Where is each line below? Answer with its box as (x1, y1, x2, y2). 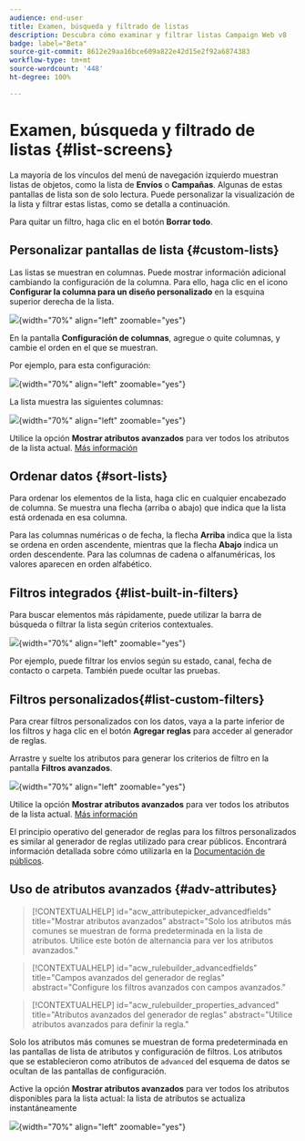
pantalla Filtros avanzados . (9, 762, 113, 773)
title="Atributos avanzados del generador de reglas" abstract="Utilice (31, 1009, 293, 1020)
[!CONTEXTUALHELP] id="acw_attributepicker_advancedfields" (31, 906, 271, 917)
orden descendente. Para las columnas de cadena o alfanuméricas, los (9, 549, 276, 560)
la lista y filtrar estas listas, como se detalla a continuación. (9, 198, 230, 210)
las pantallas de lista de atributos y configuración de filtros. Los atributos (9, 1045, 283, 1057)
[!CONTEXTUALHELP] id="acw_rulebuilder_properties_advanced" (31, 999, 280, 1010)
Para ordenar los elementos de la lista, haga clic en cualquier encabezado (9, 493, 287, 504)
